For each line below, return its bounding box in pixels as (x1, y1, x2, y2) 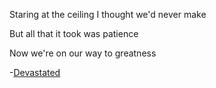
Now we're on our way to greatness (9, 47, 157, 59)
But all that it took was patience (9, 28, 139, 39)
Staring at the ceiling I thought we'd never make (9, 9, 207, 20)
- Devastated (9, 67, 61, 78)
